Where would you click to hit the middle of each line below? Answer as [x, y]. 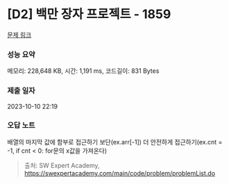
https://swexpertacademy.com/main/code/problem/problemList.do [120, 173]
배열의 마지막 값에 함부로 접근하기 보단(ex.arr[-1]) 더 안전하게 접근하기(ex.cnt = [115, 142]
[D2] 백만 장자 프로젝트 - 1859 [89, 14]
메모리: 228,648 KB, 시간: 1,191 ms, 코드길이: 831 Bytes [83, 71]
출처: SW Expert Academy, [62, 165]
